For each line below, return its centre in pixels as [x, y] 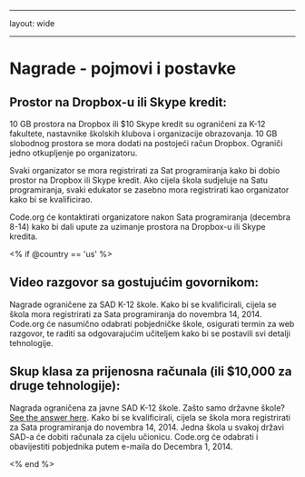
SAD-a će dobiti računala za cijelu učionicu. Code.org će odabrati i [134, 436]
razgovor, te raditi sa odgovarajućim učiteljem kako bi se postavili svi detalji [150, 333]
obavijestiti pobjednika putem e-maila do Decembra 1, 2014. [121, 446]
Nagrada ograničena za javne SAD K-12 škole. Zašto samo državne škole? [148, 407]
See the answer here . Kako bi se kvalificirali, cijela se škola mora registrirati [150, 417]
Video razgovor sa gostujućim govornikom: [134, 283]
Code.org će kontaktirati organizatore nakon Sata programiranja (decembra [150, 217]
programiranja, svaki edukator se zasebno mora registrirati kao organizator [149, 190]
